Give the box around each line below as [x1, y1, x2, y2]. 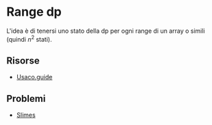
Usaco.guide [16, 73, 53, 81]
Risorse [6, 55, 40, 66]
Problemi [6, 93, 46, 105]
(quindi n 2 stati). [6, 33, 52, 43]
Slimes [16, 111, 36, 120]
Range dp [6, 4, 62, 20]
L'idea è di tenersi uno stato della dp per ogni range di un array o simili [6, 27, 205, 35]
